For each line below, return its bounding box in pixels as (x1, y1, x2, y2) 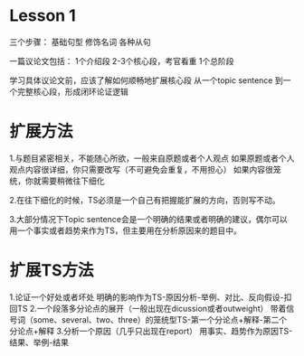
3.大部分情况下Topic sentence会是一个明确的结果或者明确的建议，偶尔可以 (9, 213, 288, 224)
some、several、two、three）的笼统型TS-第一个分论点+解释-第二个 (33, 314, 288, 325)
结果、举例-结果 (9, 336, 70, 348)
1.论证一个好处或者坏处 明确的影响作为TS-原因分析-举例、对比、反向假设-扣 (9, 291, 292, 303)
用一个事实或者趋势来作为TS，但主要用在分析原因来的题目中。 (9, 225, 242, 236)
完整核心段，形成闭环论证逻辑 (16, 86, 128, 97)
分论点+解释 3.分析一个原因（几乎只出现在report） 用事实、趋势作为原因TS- (9, 325, 293, 336)
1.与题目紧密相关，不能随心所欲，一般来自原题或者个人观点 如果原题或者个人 (9, 153, 295, 164)
